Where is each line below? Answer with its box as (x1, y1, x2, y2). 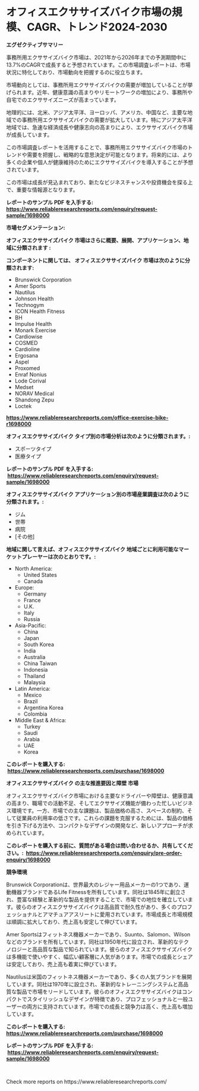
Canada (23, 578, 43, 585)
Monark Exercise (14, 327, 56, 334)
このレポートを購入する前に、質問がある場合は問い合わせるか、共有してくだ (6, 842, 193, 849)
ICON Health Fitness (14, 308, 65, 315)
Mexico (23, 691, 42, 698)
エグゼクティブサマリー (6, 41, 64, 48)
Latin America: (14, 685, 50, 692)
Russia (23, 615, 40, 622)
